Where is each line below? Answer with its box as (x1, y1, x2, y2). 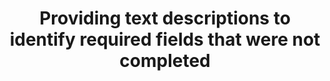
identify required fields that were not (9, 28, 321, 51)
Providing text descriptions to (39, 7, 291, 30)
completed (119, 50, 211, 72)
